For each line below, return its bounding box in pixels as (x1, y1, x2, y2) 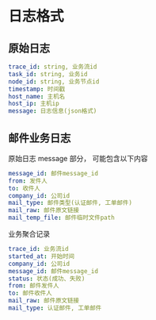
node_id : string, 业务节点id (8, 77, 100, 86)
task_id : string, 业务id (8, 70, 88, 78)
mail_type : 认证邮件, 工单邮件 (8, 304, 102, 312)
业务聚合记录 (8, 229, 50, 239)
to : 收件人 (8, 184, 41, 192)
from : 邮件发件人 (8, 282, 59, 290)
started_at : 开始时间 (8, 252, 75, 260)
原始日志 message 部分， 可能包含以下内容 (8, 153, 148, 163)
